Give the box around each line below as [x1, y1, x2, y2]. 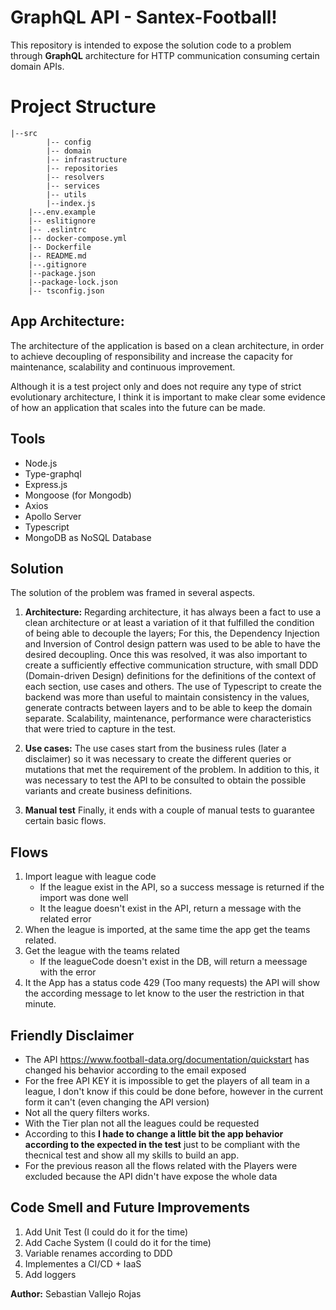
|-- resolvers [46, 172, 105, 182]
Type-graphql [24, 467, 82, 480]
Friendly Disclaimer [10, 1027, 135, 1044]
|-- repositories [46, 163, 118, 173]
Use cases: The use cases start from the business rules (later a [24, 742, 287, 755]
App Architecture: [10, 313, 125, 330]
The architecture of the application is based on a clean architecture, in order [10, 339, 325, 351]
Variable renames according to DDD [24, 1247, 173, 1259]
